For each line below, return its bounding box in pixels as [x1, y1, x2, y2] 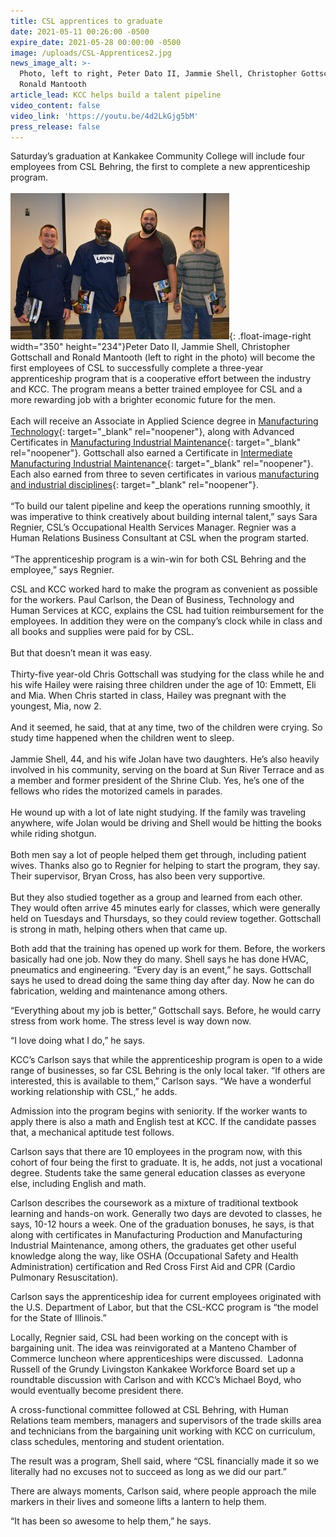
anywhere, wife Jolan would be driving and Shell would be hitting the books [10, 817, 322, 829]
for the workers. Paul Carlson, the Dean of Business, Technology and [10, 594, 295, 606]
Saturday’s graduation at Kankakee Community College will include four [10, 150, 306, 162]
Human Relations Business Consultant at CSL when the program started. [10, 532, 310, 544]
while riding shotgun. [10, 828, 97, 840]
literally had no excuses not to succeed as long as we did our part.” [10, 1466, 287, 1478]
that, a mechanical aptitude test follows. [10, 1126, 175, 1139]
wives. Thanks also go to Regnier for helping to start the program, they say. [10, 860, 321, 872]
